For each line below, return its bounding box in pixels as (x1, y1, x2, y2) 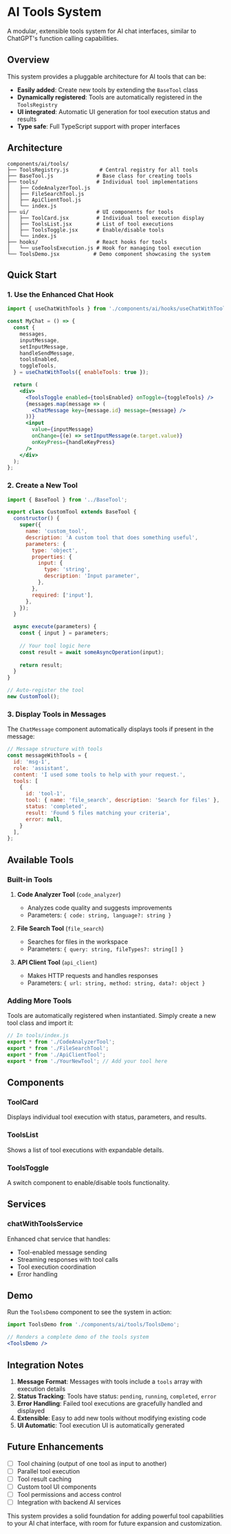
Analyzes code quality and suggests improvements (27, 904, 173, 912)
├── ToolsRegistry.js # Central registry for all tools (7, 166, 198, 173)
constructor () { (13, 515, 60, 522)
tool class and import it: (7, 1019, 74, 1027)
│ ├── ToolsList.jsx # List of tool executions (7, 221, 174, 227)
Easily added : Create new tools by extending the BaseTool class (16, 85, 198, 93)
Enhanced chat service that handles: (7, 1234, 111, 1243)
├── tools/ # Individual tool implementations (7, 178, 198, 186)
